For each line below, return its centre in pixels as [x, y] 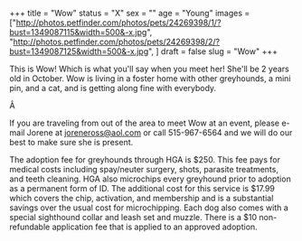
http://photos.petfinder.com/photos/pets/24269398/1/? [118, 23]
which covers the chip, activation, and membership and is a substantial [142, 198]
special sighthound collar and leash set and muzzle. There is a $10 [133, 217]
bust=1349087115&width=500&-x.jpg [78, 32]
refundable [30, 227]
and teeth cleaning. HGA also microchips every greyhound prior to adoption [150, 179]
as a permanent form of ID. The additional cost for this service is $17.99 [142, 188]
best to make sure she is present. [71, 142]
